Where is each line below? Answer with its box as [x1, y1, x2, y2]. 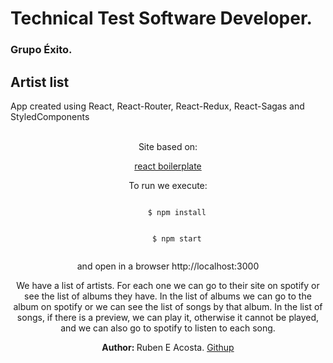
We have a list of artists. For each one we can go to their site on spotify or [16, 279, 320, 291]
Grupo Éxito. [10, 43, 73, 57]
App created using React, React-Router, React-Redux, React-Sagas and [10, 100, 305, 112]
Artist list [10, 73, 70, 91]
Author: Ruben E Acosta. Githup [101, 341, 235, 353]
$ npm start [151, 233, 202, 244]
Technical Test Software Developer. [10, 7, 313, 30]
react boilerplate [134, 160, 202, 172]
